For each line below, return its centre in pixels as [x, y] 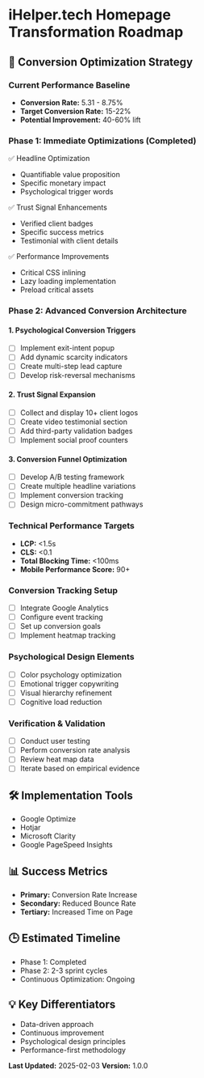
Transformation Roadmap [96, 32]
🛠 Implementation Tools [71, 795]
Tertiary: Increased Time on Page [76, 912]
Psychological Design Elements [71, 657]
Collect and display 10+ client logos [79, 412]
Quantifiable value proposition [70, 175]
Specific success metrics [62, 232]
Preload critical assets [57, 290]
